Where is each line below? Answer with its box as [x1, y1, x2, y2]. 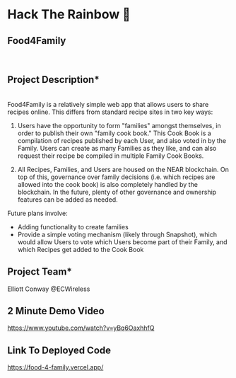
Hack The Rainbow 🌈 [7, 6, 131, 23]
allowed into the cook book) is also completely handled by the [17, 180, 198, 188]
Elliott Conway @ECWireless [7, 285, 90, 293]
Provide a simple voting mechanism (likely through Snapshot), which [17, 230, 218, 239]
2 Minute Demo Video [7, 305, 105, 317]
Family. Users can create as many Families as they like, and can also [17, 144, 217, 152]
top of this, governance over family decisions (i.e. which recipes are [17, 173, 216, 181]
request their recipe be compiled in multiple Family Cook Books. [17, 151, 204, 160]
